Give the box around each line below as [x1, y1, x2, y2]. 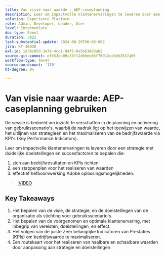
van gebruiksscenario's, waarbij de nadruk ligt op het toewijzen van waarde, [5, 125, 161, 131]
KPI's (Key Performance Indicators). [5, 135, 78, 141]
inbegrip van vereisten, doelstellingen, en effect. [12, 223, 111, 229]
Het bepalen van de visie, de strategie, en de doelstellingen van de [12, 207, 148, 213]
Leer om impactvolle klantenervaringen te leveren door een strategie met [5, 145, 154, 151]
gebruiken [64, 103, 107, 114]
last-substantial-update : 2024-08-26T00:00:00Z [5, 40, 105, 45]
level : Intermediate [5, 26, 48, 31]
